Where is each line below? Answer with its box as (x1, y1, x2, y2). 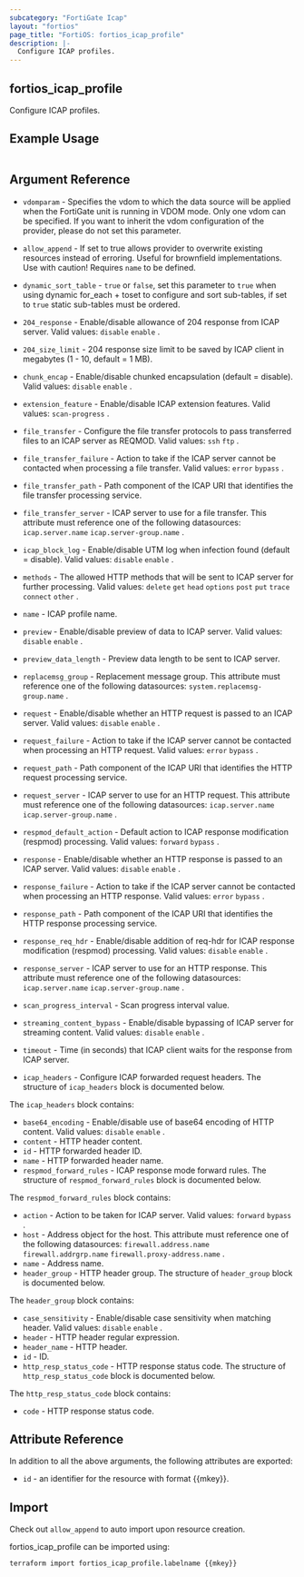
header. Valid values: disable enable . (22, 1322, 163, 1333)
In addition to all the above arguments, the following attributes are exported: (9, 1455, 293, 1467)
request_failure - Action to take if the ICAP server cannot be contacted (22, 735, 292, 746)
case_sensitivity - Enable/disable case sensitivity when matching (22, 1312, 271, 1323)
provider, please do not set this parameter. (22, 224, 181, 236)
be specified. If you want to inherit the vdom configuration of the (22, 215, 265, 226)
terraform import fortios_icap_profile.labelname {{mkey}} (9, 1559, 238, 1568)
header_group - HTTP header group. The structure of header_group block (22, 1267, 293, 1278)
